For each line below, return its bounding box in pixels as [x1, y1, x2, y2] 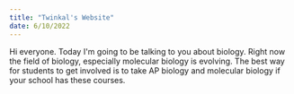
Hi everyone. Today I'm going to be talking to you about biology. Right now [9, 46, 286, 56]
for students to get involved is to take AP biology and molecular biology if [9, 64, 281, 76]
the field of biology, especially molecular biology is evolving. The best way [9, 56, 285, 66]
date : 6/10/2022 [9, 21, 70, 30]
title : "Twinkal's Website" [9, 13, 115, 22]
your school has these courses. [9, 74, 126, 85]
